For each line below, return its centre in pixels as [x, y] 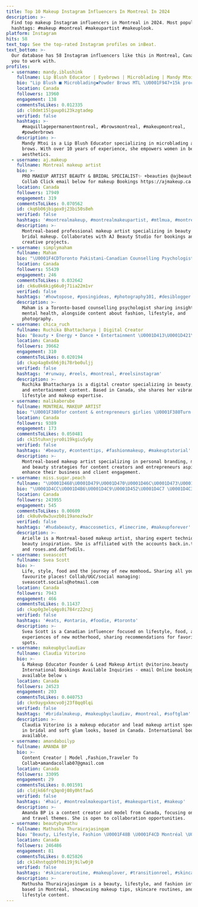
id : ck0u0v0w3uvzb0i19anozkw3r [55, 516]
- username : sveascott [39, 555]
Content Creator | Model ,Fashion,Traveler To [80, 758]
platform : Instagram [32, 34]
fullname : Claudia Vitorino [51, 654]
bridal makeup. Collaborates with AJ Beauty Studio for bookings [103, 237]
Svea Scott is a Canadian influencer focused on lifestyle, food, [105, 631]
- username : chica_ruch [40, 324]
